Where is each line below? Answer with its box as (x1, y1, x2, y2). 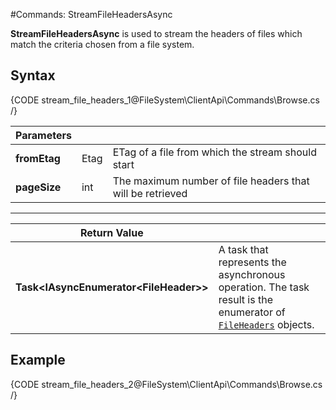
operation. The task (218, 280, 310, 294)
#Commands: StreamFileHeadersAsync (10, 9, 173, 20)
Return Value (80, 225, 144, 239)
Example (10, 352, 66, 369)
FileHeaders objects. (218, 317, 315, 331)
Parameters (15, 128, 72, 142)
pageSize (15, 180, 62, 194)
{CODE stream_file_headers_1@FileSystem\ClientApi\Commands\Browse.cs (10, 94, 320, 106)
